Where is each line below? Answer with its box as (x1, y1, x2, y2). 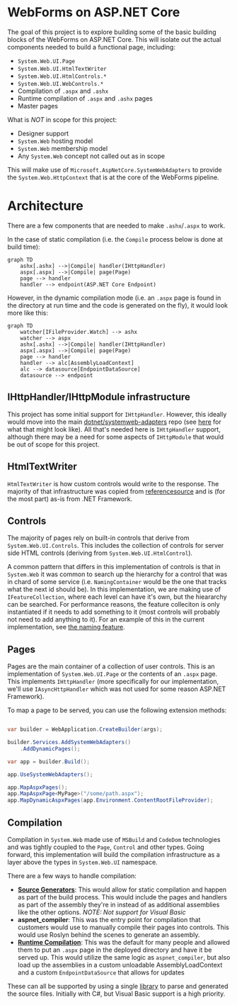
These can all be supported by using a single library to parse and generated (7, 982, 229, 990)
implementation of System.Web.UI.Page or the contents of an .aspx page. (7, 670, 218, 678)
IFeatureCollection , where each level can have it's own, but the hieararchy (7, 593, 228, 601)
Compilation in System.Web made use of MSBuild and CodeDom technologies (7, 835, 221, 843)
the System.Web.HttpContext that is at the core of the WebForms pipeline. (7, 173, 219, 181)
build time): (7, 242, 40, 251)
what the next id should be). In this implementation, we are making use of (7, 585, 221, 594)
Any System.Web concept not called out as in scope (17, 152, 165, 160)
